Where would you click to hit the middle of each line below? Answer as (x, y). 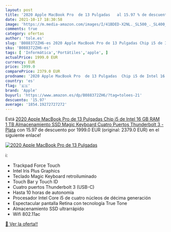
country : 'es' (20, 81)
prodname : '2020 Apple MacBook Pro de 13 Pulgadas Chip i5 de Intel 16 (85, 76)
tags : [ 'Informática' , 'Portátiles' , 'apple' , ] (57, 52)
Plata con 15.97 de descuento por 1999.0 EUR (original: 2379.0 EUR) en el (82, 130)
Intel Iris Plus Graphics (36, 171)
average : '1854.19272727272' (36, 105)
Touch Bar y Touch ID (35, 182)
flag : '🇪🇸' (18, 85)
